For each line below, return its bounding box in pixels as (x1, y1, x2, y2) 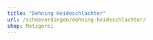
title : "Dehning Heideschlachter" (7, 9, 107, 17)
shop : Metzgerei (7, 22, 54, 29)
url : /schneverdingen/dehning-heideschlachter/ (7, 16, 147, 23)
